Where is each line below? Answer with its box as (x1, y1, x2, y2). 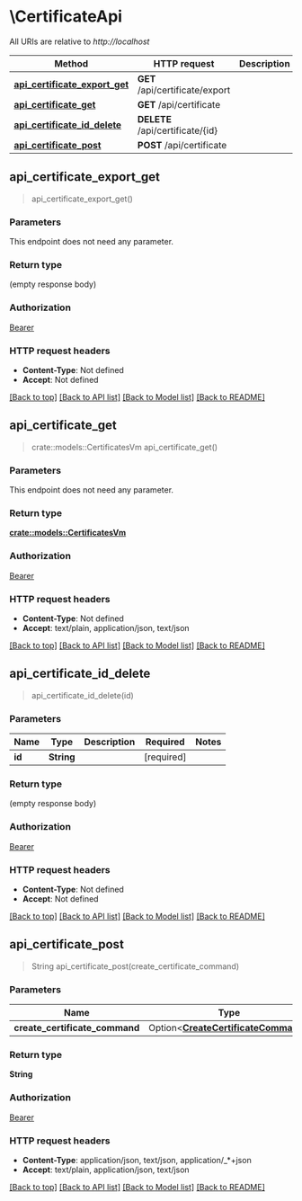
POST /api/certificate (138, 138, 227, 151)
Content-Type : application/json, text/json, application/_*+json (22, 1154, 252, 1165)
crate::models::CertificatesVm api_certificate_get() (31, 441, 218, 452)
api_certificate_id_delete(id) (31, 689, 135, 700)
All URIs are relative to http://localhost (9, 36, 150, 47)
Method (53, 57, 89, 69)
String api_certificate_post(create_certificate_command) (31, 960, 240, 972)
